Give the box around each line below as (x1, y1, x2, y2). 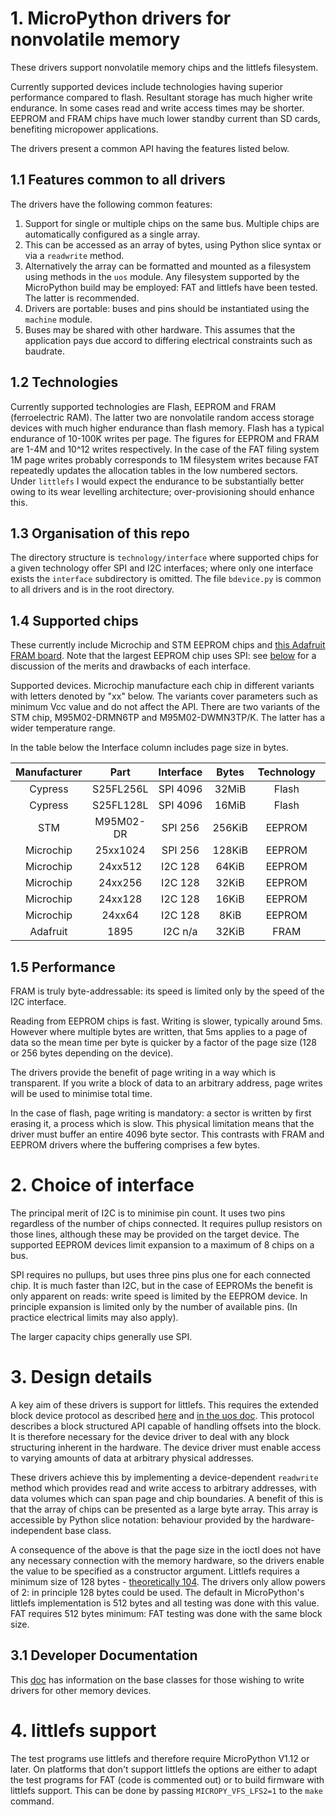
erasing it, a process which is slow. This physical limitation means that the (10, 1118, 315, 1129)
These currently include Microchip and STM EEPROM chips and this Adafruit (10, 639, 326, 651)
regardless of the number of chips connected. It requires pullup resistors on (10, 1217, 323, 1229)
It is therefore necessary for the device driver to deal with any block (10, 1430, 290, 1442)
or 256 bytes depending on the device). (10, 1047, 174, 1059)
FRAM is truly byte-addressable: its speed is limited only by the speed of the (10, 985, 325, 997)
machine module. (24, 313, 93, 325)
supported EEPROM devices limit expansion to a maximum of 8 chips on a (10, 1238, 315, 1251)
